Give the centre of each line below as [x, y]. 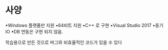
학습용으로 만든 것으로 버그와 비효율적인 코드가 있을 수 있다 [64, 42]
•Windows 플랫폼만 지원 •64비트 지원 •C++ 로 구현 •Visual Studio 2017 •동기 [85, 25]
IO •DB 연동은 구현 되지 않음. [34, 31]
